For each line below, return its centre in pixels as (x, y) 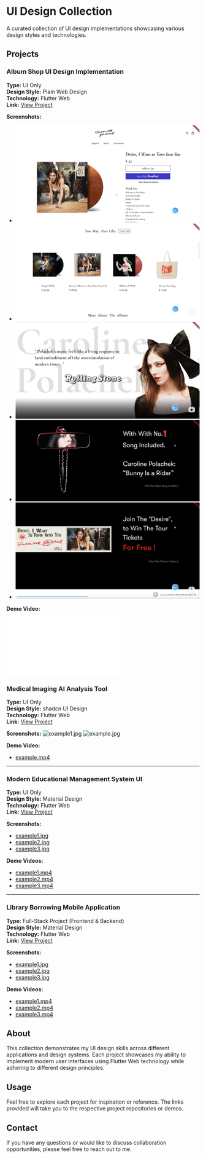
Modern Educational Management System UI (74, 779)
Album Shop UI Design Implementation (65, 72)
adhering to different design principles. (55, 1068)
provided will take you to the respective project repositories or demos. (95, 1109)
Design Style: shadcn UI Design (47, 709)
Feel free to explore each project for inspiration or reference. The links (95, 1102)
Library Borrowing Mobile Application (63, 908)
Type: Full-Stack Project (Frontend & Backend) (65, 921)
